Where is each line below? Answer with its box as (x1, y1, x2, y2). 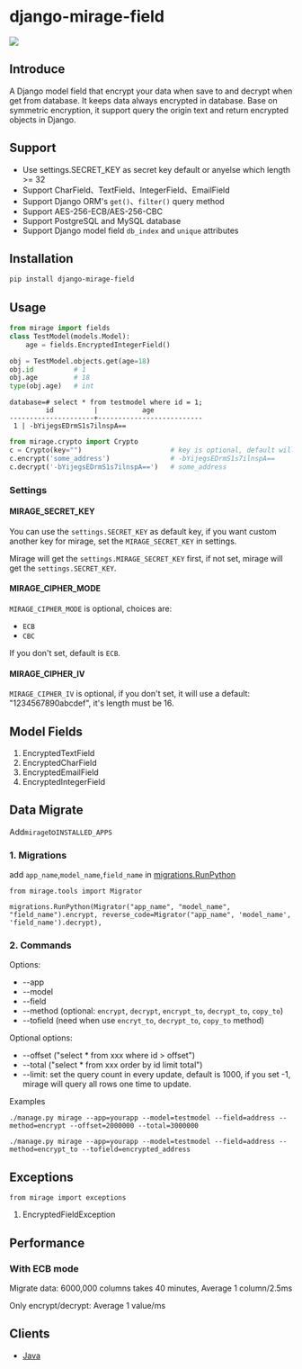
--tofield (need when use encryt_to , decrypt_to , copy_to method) (22, 1015, 265, 1026)
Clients (9, 1326, 50, 1342)
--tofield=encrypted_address (81, 1145, 191, 1154)
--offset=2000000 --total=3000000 (69, 1121, 200, 1130)
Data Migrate (9, 803, 84, 818)
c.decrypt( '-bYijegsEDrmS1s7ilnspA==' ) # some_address (9, 462, 227, 472)
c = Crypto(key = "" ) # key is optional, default (9, 446, 276, 455)
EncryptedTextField (22, 748, 95, 759)
